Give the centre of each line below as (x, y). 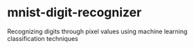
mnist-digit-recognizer (74, 13)
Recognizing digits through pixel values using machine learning (97, 31)
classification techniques (43, 38)
